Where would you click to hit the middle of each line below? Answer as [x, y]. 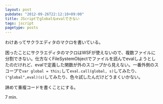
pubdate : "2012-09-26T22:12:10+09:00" [45, 14]
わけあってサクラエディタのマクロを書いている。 [54, 42]
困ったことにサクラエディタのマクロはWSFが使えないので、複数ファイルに [80, 53]
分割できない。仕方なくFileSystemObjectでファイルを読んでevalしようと [78, 59]
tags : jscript [20, 23]
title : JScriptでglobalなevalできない [42, 19]
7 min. [11, 97]
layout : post [18, 10]
